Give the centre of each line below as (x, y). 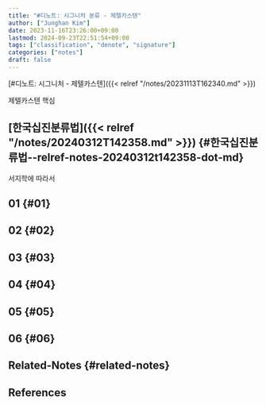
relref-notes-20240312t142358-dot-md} (141, 158)
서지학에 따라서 (32, 178)
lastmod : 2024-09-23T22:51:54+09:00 (69, 38)
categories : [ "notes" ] (46, 52)
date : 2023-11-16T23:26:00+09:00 (64, 30)
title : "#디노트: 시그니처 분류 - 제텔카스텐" (75, 15)
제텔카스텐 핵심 (32, 100)
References (37, 393)
